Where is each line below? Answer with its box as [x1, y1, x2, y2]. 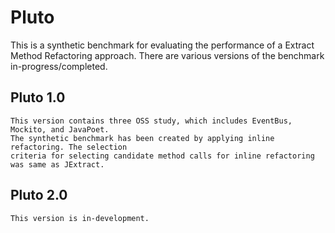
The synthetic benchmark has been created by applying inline [10, 133, 275, 143]
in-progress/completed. [10, 60, 108, 72]
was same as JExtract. [10, 159, 105, 170]
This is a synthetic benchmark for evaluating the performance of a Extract [10, 39, 315, 51]
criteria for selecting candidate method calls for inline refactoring [10, 151, 315, 161]
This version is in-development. [10, 213, 150, 223]
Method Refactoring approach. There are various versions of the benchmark [10, 49, 325, 61]
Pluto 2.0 [10, 187, 68, 204]
